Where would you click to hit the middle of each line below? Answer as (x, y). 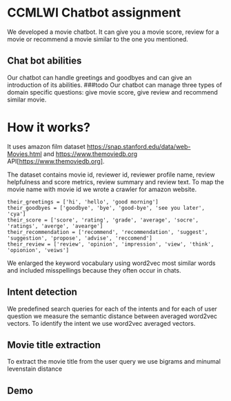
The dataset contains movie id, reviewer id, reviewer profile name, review (111, 175)
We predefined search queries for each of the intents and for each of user (112, 309)
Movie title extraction (54, 345)
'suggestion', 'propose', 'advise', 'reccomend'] (80, 238)
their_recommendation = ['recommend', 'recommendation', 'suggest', (108, 232)
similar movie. (27, 99)
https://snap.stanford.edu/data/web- (139, 146)
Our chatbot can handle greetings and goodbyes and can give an (99, 77)
